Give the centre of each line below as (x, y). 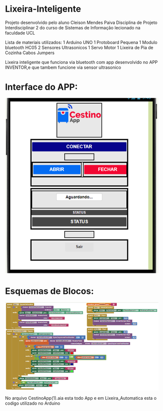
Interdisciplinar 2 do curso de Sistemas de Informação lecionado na (73, 27)
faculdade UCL (20, 33)
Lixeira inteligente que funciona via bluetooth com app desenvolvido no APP (81, 62)
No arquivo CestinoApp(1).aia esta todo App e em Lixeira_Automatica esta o (81, 398)
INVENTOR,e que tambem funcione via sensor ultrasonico (63, 67)
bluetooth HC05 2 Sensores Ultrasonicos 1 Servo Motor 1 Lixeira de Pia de (79, 47)
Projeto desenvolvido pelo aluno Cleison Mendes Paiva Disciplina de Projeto (81, 22)
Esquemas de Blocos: (49, 291)
